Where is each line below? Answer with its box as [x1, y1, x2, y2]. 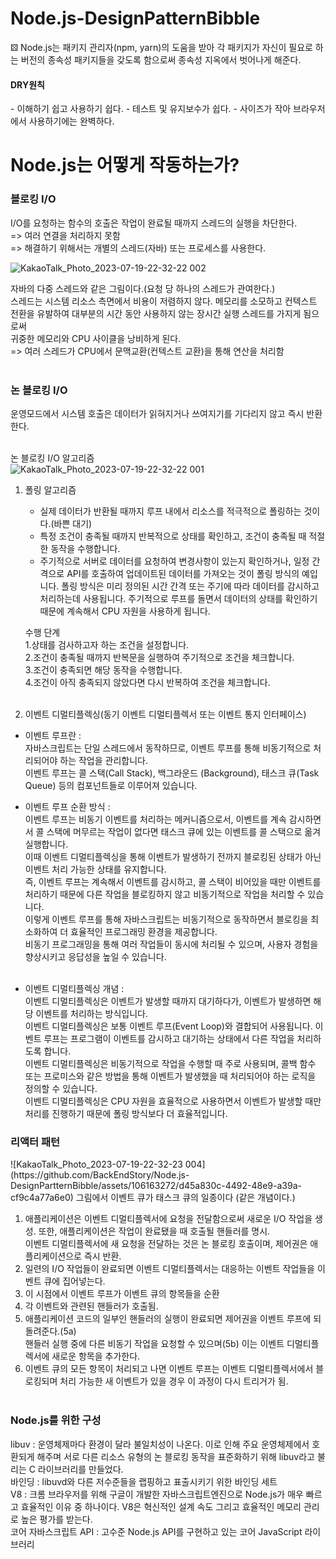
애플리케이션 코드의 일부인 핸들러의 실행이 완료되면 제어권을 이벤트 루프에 [24, 1313, 312, 1325]
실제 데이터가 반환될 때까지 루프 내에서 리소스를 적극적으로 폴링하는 [39, 505, 302, 517]
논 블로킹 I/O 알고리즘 [10, 452, 95, 464]
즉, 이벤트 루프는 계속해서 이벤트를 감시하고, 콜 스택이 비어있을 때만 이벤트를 [24, 875, 322, 887]
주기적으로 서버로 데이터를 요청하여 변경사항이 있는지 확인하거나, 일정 [39, 555, 310, 567]
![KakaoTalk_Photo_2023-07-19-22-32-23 [10, 1158, 183, 1171]
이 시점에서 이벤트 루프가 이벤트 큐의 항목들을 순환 [24, 1288, 220, 1300]
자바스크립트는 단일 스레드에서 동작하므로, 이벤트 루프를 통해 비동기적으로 [24, 742, 312, 754]
